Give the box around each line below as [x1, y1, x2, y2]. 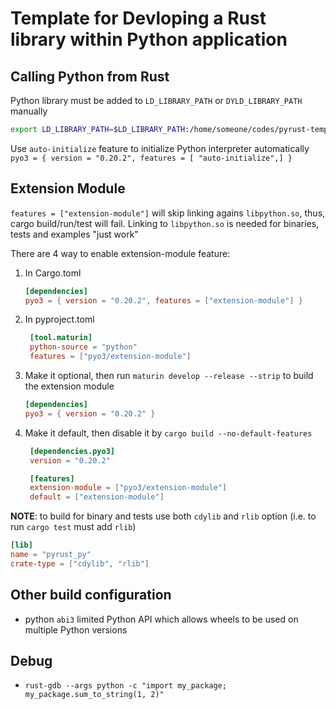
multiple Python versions [24, 623, 128, 636]
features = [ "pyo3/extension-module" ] [29, 352, 192, 362]
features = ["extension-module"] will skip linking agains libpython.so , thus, [10, 207, 326, 219]
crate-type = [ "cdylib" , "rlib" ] [10, 558, 150, 569]
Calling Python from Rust [10, 68, 170, 85]
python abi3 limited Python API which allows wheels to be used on [24, 613, 299, 625]
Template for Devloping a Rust [10, 7, 267, 30]
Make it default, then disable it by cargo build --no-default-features [24, 427, 313, 439]
